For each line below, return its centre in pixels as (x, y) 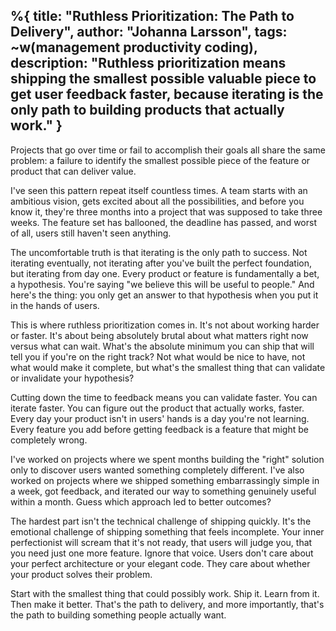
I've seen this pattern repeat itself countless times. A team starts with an (159, 190)
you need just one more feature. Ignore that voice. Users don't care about (162, 553)
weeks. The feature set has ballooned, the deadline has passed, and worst (163, 222)
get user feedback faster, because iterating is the (167, 94)
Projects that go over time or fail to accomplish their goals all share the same (168, 150)
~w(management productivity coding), (134, 47)
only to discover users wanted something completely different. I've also (157, 470)
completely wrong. (49, 440)
